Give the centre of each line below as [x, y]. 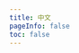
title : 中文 [30, 18]
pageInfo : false [39, 26]
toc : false [30, 34]
